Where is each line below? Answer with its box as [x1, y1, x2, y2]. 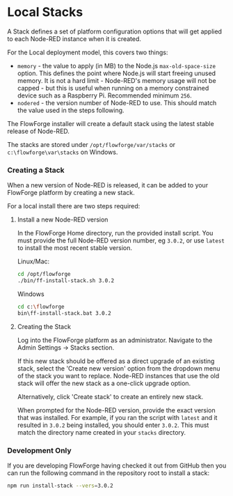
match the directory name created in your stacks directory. [17, 428, 186, 436]
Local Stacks [7, 4, 83, 20]
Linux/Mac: [17, 257, 50, 265]
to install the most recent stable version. [17, 244, 132, 252]
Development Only [7, 445, 72, 455]
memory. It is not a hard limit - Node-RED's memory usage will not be [17, 76, 217, 84]
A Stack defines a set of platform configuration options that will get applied [7, 27, 223, 36]
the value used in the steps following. [17, 106, 124, 114]
